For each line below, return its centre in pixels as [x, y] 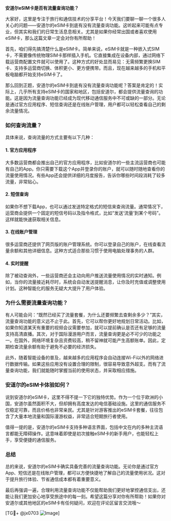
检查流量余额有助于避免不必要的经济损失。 [54, 347]
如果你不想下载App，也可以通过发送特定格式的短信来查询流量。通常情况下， [85, 206]
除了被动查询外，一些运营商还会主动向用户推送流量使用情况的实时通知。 [81, 276]
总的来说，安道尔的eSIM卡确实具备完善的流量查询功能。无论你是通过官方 [82, 466]
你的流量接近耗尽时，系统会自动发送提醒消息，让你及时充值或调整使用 [92, 282]
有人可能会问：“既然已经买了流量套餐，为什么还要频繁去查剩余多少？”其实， [85, 315]
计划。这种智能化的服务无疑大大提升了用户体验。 [56, 289]
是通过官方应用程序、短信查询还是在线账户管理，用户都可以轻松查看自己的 [83, 104]
